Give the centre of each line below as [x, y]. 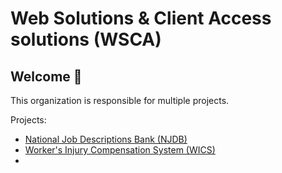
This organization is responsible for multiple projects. [120, 100]
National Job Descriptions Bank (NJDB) [106, 139]
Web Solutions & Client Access [141, 18]
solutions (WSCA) [86, 39]
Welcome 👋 [46, 76]
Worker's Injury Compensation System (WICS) [120, 150]
